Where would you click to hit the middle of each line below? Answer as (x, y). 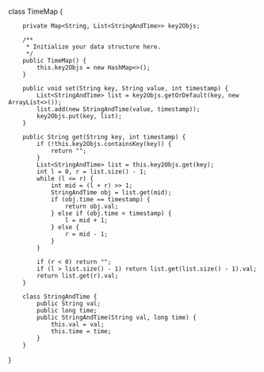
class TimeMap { (36, 12)
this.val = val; (77, 324)
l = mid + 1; (86, 221)
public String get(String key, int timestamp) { (104, 137)
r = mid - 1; (86, 234)
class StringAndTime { (60, 297)
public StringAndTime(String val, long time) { (117, 317)
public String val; (69, 304)
